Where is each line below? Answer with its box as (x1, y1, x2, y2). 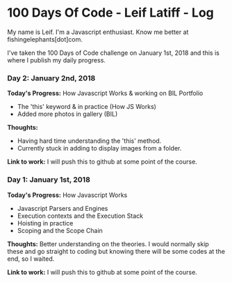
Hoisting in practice (17, 218, 74, 227)
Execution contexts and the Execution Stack (17, 212, 144, 220)
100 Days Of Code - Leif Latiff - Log (7, 5, 214, 21)
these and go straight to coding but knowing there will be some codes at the (7, 247, 226, 255)
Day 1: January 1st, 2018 (7, 175, 90, 185)
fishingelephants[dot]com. (7, 35, 83, 43)
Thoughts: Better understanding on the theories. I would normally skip (7, 239, 210, 248)
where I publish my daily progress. (7, 55, 106, 64)
